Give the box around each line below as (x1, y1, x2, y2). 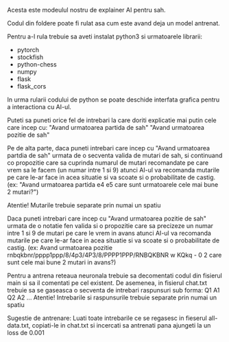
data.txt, (7, 321, 31, 329)
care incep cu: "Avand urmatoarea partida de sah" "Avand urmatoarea (7, 124, 204, 131)
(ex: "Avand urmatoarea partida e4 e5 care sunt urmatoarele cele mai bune (7, 181, 219, 188)
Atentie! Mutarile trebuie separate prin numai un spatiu (7, 201, 161, 209)
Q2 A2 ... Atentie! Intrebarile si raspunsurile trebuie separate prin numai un (7, 293, 217, 301)
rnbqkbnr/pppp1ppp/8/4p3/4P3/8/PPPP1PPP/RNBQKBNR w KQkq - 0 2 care (7, 251, 222, 259)
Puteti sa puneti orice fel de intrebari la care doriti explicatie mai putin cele (7, 116, 217, 124)
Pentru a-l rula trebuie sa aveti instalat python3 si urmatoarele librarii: (7, 32, 203, 41)
